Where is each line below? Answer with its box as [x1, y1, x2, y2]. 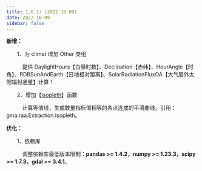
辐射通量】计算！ [11, 78, 55, 85]
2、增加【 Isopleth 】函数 [16, 92, 78, 99]
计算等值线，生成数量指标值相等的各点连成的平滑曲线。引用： [22, 104, 177, 112]
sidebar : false [6, 20, 45, 26]
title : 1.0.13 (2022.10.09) [6, 8, 78, 15]
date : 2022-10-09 [6, 15, 50, 21]
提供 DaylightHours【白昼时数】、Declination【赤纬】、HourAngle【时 [22, 63, 194, 70]
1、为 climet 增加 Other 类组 [16, 50, 87, 58]
